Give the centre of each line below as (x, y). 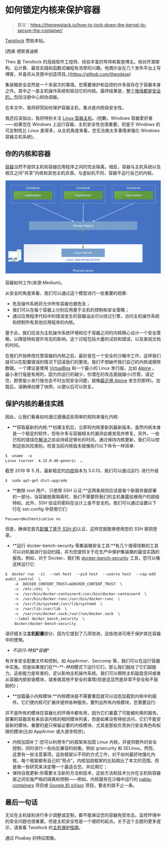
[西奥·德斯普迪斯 (22, 51)
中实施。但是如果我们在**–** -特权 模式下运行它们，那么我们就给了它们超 (79, 667)
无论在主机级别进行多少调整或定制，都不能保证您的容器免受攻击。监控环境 (81, 815)
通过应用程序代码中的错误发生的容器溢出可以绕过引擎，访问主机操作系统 (86, 316)
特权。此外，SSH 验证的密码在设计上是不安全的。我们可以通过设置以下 (84, 503)
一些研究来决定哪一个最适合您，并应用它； (64, 767)
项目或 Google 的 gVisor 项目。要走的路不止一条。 (86, 785)
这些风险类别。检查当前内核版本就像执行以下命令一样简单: (76, 446)
